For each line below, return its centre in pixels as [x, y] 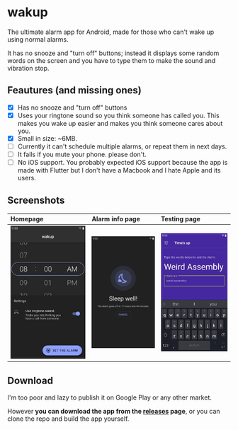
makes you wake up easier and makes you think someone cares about [120, 123]
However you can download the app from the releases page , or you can [114, 412]
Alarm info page [116, 219]
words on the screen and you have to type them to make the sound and [112, 60]
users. [27, 178]
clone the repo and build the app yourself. [68, 419]
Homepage [27, 219]
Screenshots [36, 200]
